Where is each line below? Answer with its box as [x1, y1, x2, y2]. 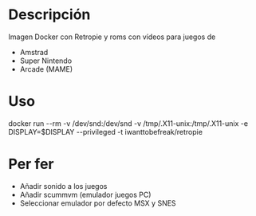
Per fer [8, 155, 54, 173]
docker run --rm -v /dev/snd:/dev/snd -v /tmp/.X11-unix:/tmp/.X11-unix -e [8, 118, 249, 128]
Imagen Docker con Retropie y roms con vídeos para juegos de [8, 32, 216, 41]
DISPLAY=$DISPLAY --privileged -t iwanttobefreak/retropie [8, 127, 203, 136]
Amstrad [19, 47, 49, 57]
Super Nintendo [19, 56, 73, 65]
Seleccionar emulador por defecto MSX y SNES [19, 198, 177, 208]
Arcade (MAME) [19, 64, 73, 73]
